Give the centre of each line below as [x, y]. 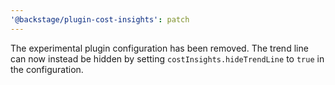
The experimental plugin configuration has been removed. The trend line [159, 48]
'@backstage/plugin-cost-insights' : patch [100, 19]
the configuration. [47, 69]
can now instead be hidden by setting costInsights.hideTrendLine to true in [167, 58]
